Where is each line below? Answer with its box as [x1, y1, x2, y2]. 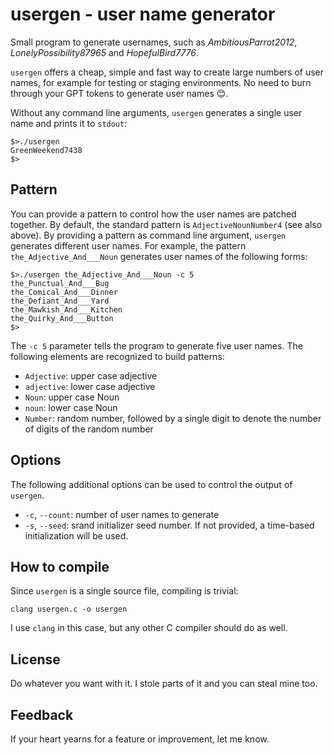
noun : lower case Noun [24, 401, 118, 413]
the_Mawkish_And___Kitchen [10, 304, 123, 315]
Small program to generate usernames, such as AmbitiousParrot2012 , [10, 36, 298, 48]
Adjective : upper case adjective [24, 369, 158, 382]
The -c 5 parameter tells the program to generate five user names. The [10, 339, 303, 352]
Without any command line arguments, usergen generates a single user [10, 106, 303, 118]
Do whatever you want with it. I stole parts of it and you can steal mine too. [10, 678, 318, 690]
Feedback [10, 706, 74, 723]
